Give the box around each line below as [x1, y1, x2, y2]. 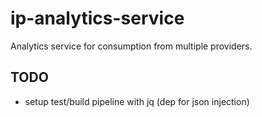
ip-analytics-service [10, 7, 185, 30]
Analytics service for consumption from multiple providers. [10, 40, 253, 52]
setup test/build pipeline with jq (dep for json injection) [24, 95, 250, 107]
